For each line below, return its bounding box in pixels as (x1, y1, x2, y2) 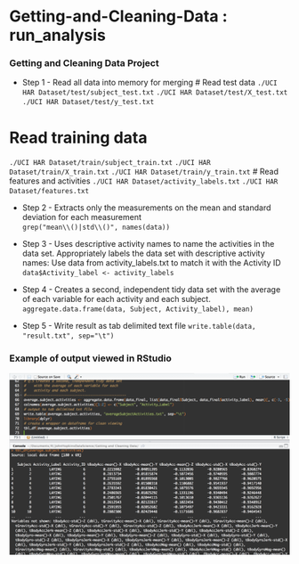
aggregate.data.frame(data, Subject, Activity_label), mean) (21, 305, 255, 314)
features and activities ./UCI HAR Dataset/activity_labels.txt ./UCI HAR (9, 176, 279, 186)
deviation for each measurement (21, 212, 142, 223)
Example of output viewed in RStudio (9, 352, 172, 364)
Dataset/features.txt (9, 187, 90, 196)
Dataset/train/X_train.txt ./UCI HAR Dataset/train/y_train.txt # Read (9, 167, 279, 177)
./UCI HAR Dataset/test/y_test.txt (21, 98, 155, 107)
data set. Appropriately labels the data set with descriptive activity (21, 248, 265, 259)
